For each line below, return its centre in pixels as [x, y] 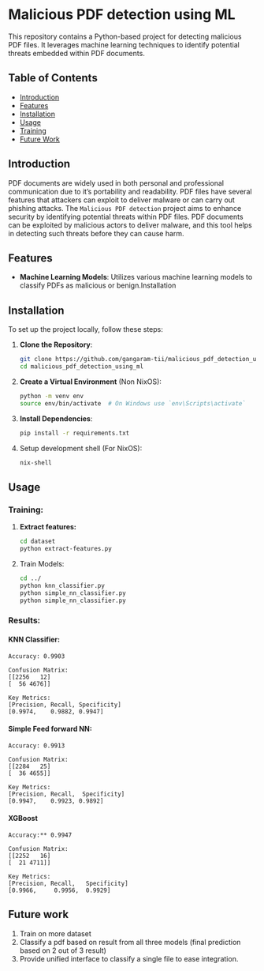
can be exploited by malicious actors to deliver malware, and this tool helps [130, 225]
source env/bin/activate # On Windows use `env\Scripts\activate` [132, 403]
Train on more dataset [56, 933]
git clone [36, 359]
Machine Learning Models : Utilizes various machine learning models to [136, 277]
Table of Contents [53, 78]
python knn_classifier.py [62, 585]
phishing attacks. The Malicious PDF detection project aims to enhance [125, 208]
